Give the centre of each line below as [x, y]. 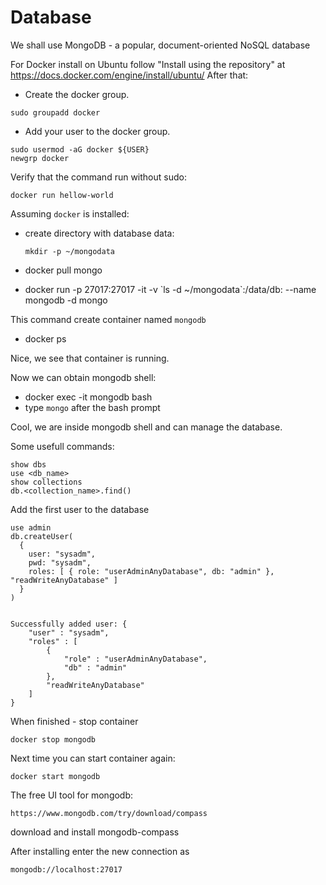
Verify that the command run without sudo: [98, 177]
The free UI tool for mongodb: [72, 795]
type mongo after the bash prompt [92, 407]
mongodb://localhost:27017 [66, 869]
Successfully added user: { [69, 624]
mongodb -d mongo [66, 300]
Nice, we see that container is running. [90, 358]
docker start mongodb [55, 776]
